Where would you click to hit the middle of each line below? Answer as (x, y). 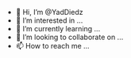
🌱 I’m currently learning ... (58, 29)
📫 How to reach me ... (52, 46)
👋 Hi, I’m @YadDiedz (49, 12)
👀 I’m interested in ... (49, 20)
